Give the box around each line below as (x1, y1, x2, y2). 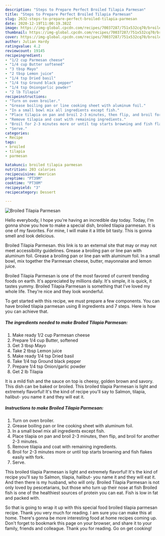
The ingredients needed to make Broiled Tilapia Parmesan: (5, 320, 128, 326)
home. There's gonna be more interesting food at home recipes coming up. (5, 515, 157, 521)
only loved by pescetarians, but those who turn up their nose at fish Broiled (5, 484, 157, 490)
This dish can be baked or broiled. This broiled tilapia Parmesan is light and (5, 383, 157, 389)
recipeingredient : (5, 53, 43, 58)
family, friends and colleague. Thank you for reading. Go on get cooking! (5, 525, 152, 531)
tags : (5, 140, 16, 145)
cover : (5, 35, 19, 40)
